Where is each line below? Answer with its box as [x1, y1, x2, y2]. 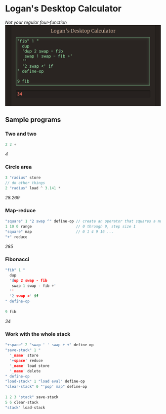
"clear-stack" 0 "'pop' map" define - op [5, 384, 87, 389]
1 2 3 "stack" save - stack [5, 395, 58, 400]
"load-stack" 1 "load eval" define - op [5, 379, 85, 384]
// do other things [5, 181, 45, 185]
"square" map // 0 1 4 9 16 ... [5, 230, 114, 234]
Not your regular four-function [5, 19, 67, 25]
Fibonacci [5, 256, 30, 263]
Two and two [5, 130, 37, 137]
